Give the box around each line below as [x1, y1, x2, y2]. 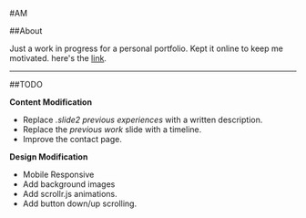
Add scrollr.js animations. [22, 189, 117, 199]
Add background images [22, 179, 116, 190]
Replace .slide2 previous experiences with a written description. [22, 114, 263, 125]
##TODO [9, 79, 43, 89]
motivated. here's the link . [9, 53, 107, 63]
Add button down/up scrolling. [22, 198, 138, 209]
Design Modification [9, 151, 88, 162]
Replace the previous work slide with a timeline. [22, 124, 202, 135]
